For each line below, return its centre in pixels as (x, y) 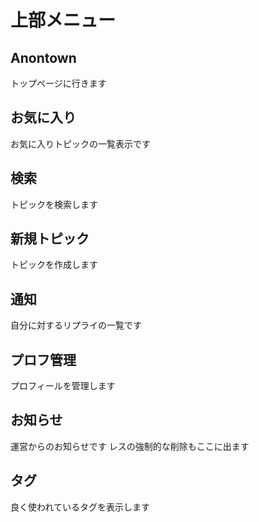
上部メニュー (63, 20)
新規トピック (50, 239)
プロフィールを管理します (63, 386)
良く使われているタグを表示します (80, 507)
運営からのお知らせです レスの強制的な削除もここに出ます (130, 446)
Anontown (43, 57)
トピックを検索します (54, 204)
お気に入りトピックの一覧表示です (80, 143)
